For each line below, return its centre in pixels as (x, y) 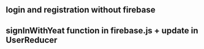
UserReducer (32, 40)
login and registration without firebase (81, 10)
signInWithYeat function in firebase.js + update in (102, 31)
